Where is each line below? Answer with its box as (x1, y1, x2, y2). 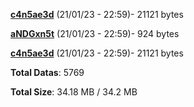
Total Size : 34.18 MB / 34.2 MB (10, 86, 138, 98)
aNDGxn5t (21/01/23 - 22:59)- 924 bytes (10, 28, 180, 39)
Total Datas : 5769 (10, 67, 85, 78)
